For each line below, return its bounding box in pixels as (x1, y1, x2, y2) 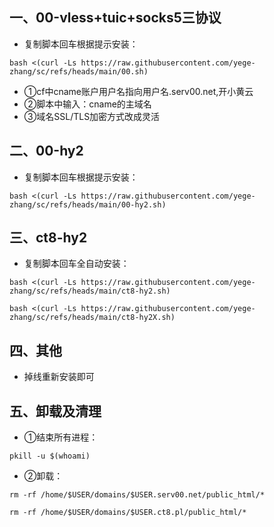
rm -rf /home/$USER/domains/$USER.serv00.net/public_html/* (9, 490, 266, 500)
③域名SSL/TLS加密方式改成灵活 (23, 110, 161, 122)
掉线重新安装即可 (23, 371, 95, 383)
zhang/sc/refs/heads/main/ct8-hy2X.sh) (9, 313, 176, 323)
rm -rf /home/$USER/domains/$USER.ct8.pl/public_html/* (9, 508, 247, 518)
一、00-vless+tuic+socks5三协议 (9, 9, 222, 27)
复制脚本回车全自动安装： (23, 258, 130, 270)
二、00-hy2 (9, 143, 84, 160)
